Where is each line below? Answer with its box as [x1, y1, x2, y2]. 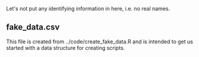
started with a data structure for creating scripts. [6, 44, 125, 51]
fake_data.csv [6, 22, 60, 32]
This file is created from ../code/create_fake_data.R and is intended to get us [6, 38, 193, 45]
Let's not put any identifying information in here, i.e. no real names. [6, 5, 170, 12]
